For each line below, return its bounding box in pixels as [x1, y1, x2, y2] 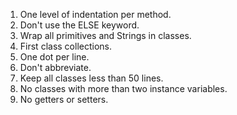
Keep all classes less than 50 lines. [19, 72, 164, 84]
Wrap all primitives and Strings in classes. [19, 30, 192, 41]
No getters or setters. [19, 94, 109, 105]
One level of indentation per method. [19, 9, 172, 20]
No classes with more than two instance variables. [19, 83, 228, 94]
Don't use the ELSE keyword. [19, 19, 140, 31]
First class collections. [19, 40, 112, 52]
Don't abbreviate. [19, 62, 92, 73]
